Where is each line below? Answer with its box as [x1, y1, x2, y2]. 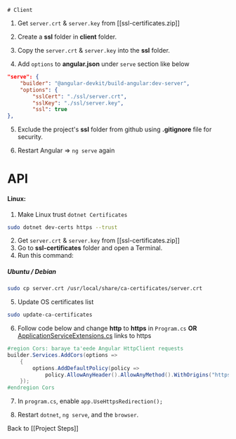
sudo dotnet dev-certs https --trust [7, 223, 118, 231]
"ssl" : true [32, 106, 68, 113]
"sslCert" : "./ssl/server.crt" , [32, 93, 128, 100]
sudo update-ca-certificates [7, 311, 93, 319]
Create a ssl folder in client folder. [17, 32, 117, 41]
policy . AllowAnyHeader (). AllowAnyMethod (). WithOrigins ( [44, 371, 212, 379]
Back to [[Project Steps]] [7, 424, 79, 433]
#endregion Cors [7, 384, 55, 391]
